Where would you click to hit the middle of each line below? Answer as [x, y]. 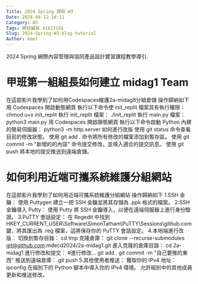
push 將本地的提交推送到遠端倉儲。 [49, 151]
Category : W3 [22, 22]
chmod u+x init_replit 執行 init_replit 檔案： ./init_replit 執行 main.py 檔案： [96, 114]
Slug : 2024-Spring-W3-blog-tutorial [51, 34]
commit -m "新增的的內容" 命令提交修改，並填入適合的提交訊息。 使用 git [95, 144]
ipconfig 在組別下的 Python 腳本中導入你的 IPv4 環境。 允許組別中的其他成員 [99, 267]
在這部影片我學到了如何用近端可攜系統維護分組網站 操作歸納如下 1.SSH [92, 194]
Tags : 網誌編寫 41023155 [35, 28]
